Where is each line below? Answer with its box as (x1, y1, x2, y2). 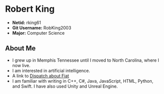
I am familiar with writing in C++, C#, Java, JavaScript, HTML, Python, (12, 78, 153, 84)
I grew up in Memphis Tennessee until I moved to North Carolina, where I (12, 57, 159, 63)
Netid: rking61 (12, 20, 41, 25)
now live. (12, 62, 31, 68)
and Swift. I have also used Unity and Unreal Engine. (12, 83, 118, 89)
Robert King (5, 3, 55, 15)
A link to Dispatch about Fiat (12, 72, 70, 79)
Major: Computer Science (12, 30, 65, 36)
